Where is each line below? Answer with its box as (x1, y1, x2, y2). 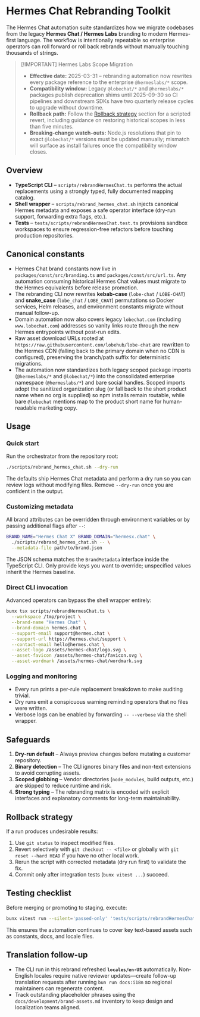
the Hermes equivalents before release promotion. (14, 284, 139, 291)
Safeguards (6, 734, 51, 745)
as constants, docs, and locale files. (6, 932, 94, 940)
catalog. (14, 194, 35, 201)
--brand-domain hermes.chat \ (11, 625, 86, 631)
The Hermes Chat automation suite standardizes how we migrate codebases (6, 24, 194, 31)
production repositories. (14, 232, 74, 239)
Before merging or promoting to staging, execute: (6, 904, 127, 911)
